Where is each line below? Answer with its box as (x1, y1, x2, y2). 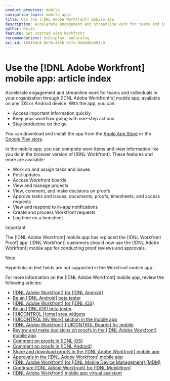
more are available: (5, 156, 45, 162)
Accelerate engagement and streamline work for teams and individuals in (5, 89, 158, 96)
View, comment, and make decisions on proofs (12, 187, 110, 194)
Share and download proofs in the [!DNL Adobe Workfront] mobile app (12, 348, 160, 354)
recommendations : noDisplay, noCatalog (5, 36, 90, 41)
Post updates (12, 171, 40, 177)
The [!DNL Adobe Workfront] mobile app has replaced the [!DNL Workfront (5, 234, 161, 240)
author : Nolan (5, 26, 35, 31)
